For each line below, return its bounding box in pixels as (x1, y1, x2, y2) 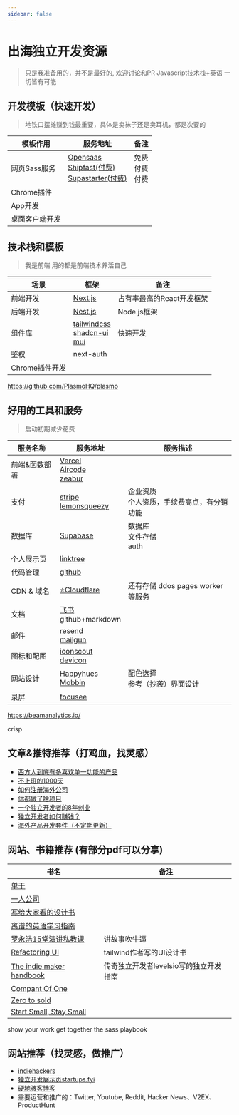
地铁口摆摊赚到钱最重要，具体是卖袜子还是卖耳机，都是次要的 (24, 120, 206, 129)
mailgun (59, 635, 87, 644)
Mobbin (59, 678, 85, 687)
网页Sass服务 (11, 163, 56, 173)
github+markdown (59, 615, 122, 624)
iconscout (59, 647, 93, 656)
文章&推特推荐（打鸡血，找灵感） (7, 747, 154, 759)
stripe (59, 493, 80, 502)
